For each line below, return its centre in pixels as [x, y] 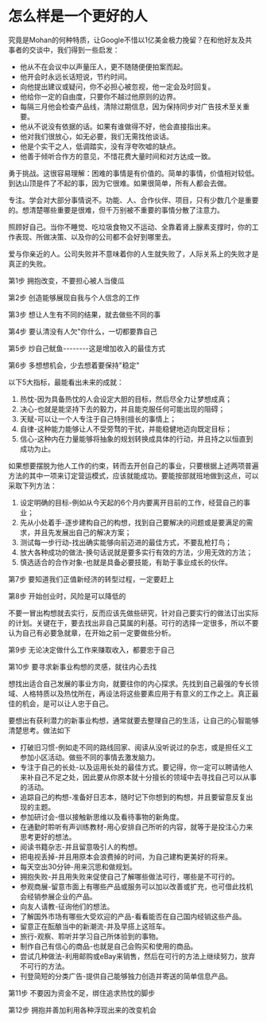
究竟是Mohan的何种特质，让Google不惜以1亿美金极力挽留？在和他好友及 [127, 40]
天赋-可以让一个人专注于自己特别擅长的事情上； [98, 419]
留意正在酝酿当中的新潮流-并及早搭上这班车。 [95, 926]
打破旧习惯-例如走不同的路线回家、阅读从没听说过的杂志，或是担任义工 [136, 747]
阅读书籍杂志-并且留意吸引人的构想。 [81, 846]
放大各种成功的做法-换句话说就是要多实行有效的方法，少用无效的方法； [136, 552]
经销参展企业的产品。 [62, 896]
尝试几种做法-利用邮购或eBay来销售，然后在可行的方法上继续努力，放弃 [137, 956]
